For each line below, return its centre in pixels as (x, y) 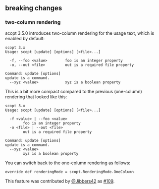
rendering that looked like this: (36, 97)
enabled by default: (25, 38)
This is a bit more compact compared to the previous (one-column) (74, 91)
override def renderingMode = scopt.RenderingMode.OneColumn (70, 172)
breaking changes (34, 8)
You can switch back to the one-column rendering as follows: (68, 163)
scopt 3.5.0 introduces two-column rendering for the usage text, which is (80, 33)
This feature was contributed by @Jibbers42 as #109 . (60, 181)
